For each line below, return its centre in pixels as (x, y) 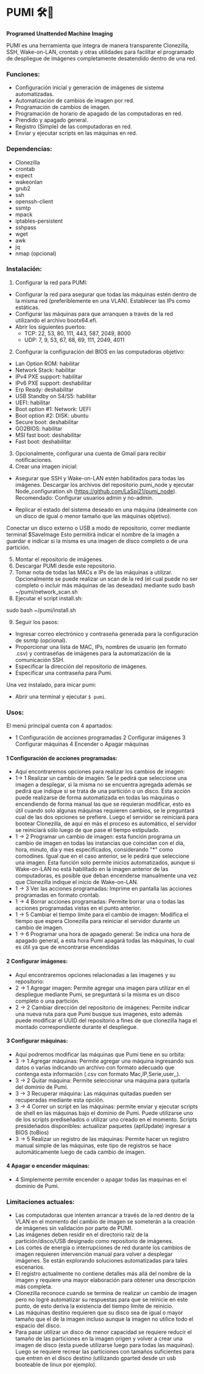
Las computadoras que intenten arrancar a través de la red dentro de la (105, 1215)
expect (24, 175)
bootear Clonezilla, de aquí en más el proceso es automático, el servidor (106, 823)
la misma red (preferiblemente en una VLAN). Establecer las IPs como (103, 300)
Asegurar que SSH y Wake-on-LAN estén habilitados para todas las (100, 478)
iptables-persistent (39, 221)
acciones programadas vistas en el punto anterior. (78, 908)
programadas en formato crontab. (58, 895)
